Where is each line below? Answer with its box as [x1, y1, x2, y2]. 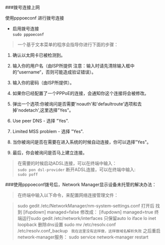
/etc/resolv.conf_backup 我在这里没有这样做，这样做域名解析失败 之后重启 [17, 228, 161, 233]
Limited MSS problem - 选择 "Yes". [12, 128, 84, 134]
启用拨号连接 [12, 25, 39, 31]
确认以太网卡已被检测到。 [12, 52, 65, 58]
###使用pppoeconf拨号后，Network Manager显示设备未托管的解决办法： [5, 181, 156, 187]
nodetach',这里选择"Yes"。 [18, 107, 74, 113]
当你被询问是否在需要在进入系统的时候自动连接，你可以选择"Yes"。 [12, 139, 151, 145]
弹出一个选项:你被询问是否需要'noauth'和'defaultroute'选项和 [12, 101, 137, 106]
